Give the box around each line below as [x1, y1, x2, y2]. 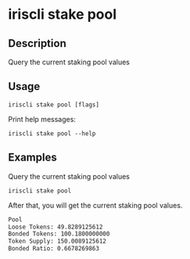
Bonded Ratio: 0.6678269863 [8, 245, 100, 253]
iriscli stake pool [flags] [8, 100, 100, 109]
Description [8, 37, 66, 50]
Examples [8, 151, 57, 164]
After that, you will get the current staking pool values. [8, 200, 183, 210]
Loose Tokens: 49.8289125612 [8, 223, 103, 231]
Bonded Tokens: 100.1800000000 [8, 230, 110, 238]
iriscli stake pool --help [8, 129, 96, 138]
